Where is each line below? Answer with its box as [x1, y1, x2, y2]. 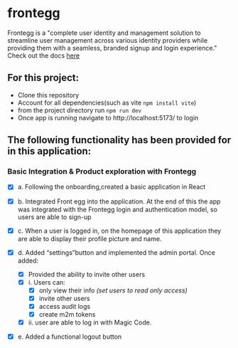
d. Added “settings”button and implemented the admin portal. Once [17, 248, 215, 257]
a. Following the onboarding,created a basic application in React [17, 183, 206, 191]
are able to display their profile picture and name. [17, 234, 162, 243]
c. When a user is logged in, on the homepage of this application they [17, 226, 222, 235]
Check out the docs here [7, 51, 80, 60]
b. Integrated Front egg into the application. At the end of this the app [17, 197, 221, 206]
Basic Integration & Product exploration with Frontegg [7, 167, 197, 176]
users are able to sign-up [17, 212, 92, 221]
